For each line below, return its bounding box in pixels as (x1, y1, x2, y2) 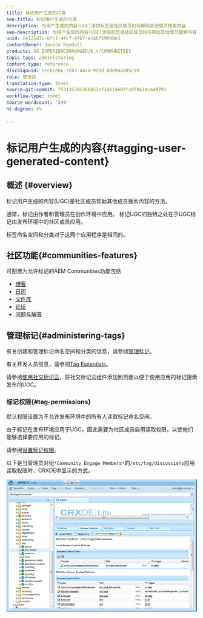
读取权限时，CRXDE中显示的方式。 (6, 467, 94, 474)
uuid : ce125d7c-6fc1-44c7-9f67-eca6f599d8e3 (6, 35, 121, 42)
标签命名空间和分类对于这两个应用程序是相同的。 (6, 231, 128, 238)
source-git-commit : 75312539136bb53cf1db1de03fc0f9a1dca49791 (6, 87, 167, 93)
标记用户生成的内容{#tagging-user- (6, 141, 187, 155)
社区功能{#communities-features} (6, 250, 138, 261)
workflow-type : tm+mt (6, 93, 61, 100)
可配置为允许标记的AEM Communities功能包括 (6, 267, 122, 275)
